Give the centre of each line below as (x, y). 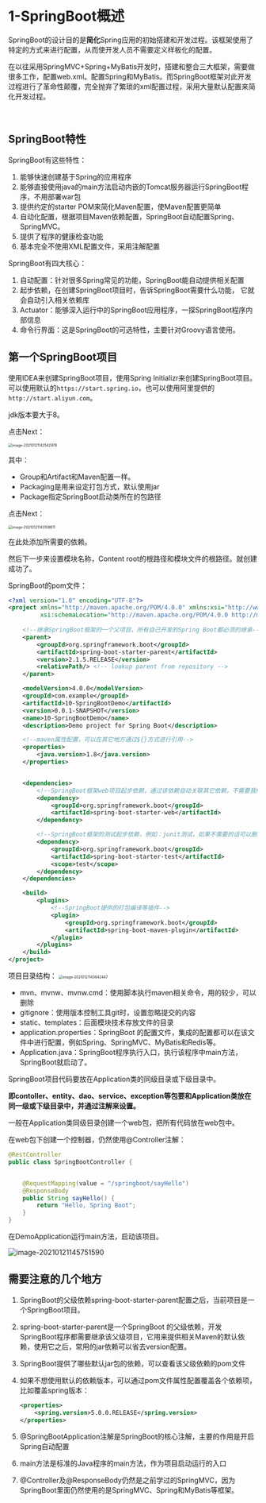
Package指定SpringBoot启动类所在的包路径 (90, 496)
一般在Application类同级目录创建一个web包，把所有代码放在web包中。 (124, 1123)
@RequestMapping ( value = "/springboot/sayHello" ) (106, 1183)
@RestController (35, 1155)
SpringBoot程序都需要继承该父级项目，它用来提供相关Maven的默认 (129, 1336)
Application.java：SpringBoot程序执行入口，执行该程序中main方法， (131, 1053)
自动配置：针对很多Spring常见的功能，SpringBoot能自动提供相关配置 (132, 280)
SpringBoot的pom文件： (47, 585)
